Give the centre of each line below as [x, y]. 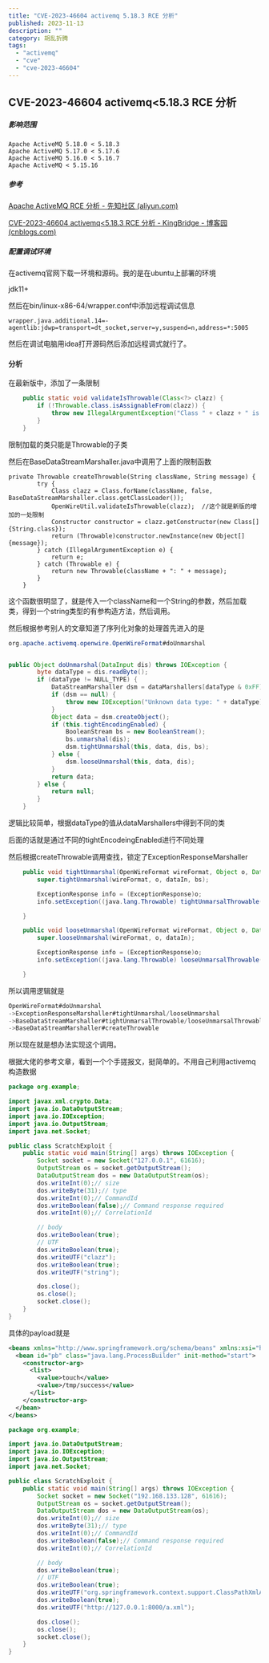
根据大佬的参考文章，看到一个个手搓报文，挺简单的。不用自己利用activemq [132, 1062]
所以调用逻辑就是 [36, 990]
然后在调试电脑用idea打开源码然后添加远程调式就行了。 [100, 344]
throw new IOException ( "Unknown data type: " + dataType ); [166, 702]
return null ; [72, 791]
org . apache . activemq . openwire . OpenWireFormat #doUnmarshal [107, 643]
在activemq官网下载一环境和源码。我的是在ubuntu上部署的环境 [112, 273]
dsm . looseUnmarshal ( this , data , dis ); [130, 762]
